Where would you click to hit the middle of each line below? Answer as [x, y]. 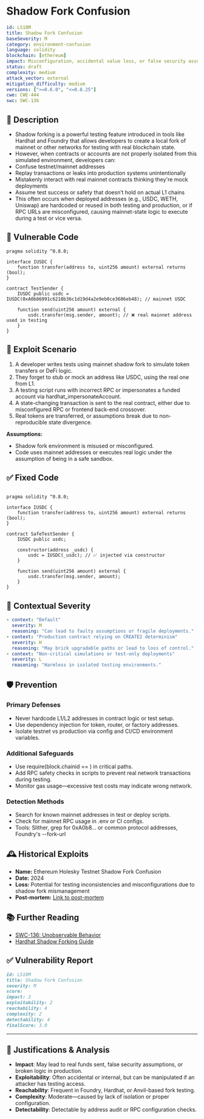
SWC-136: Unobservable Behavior [58, 935]
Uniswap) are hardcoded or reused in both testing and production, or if [104, 205]
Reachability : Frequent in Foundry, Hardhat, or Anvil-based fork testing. [105, 1090]
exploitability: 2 [29, 1003]
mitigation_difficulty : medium [46, 84]
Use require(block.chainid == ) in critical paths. [74, 767]
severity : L [27, 659]
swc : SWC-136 [23, 101]
